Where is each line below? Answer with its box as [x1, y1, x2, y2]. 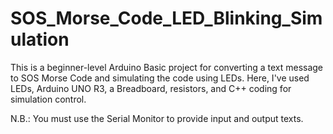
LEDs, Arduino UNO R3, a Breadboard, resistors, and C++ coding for [10, 82, 292, 94]
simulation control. [10, 93, 87, 105]
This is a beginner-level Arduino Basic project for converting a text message [10, 61, 324, 73]
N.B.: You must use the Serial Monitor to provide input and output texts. [10, 112, 304, 124]
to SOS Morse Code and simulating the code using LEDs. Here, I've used [10, 72, 310, 84]
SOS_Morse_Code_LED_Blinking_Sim [10, 7, 323, 30]
